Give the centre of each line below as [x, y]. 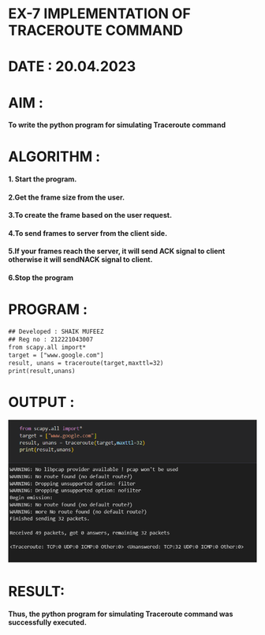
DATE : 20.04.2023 [72, 67]
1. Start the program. [43, 179]
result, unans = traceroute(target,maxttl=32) [86, 363]
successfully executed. [47, 622]
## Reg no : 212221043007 [50, 339]
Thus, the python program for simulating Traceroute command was [121, 614]
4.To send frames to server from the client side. [88, 233]
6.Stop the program [41, 278]
